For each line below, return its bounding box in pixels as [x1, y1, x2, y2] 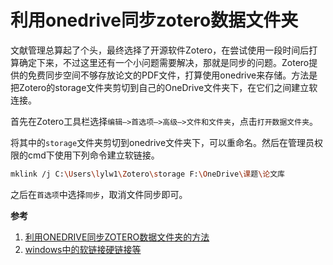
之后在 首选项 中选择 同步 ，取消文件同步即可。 [10, 188, 188, 200]
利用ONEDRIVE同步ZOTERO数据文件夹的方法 [24, 231, 210, 243]
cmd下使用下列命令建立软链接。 [27, 149, 160, 161]
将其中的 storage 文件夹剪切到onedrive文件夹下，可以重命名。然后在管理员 [10, 136, 315, 148]
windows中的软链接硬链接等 [24, 243, 142, 255]
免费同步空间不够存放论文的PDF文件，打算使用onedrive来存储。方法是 [27, 69, 318, 81]
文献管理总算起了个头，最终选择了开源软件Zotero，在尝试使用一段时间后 [10, 44, 310, 56]
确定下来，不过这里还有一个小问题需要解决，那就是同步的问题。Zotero [18, 56, 310, 68]
